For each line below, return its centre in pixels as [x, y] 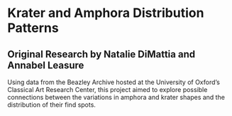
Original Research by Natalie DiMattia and [101, 54]
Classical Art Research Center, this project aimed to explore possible [107, 89]
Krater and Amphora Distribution [106, 13]
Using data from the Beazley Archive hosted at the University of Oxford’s [114, 82]
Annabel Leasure [46, 65]
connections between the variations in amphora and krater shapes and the [116, 97]
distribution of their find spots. [51, 105]
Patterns [33, 28]
